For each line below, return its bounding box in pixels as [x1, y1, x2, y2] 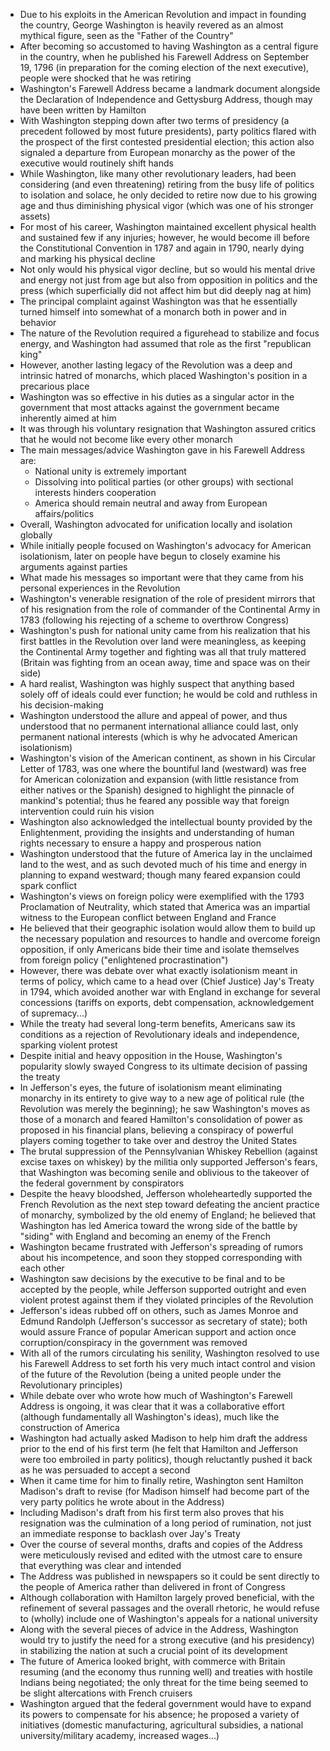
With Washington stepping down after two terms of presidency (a [19, 115, 290, 126]
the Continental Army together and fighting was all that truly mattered [19, 646, 307, 658]
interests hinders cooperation [34, 487, 157, 498]
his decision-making [19, 699, 104, 711]
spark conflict [19, 880, 78, 891]
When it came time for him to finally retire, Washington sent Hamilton [19, 1475, 304, 1486]
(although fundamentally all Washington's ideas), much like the [19, 1411, 280, 1423]
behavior [19, 317, 57, 328]
